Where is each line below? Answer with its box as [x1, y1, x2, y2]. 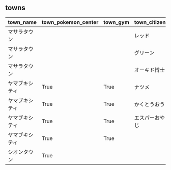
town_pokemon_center [41, 18, 99, 25]
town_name [8, 18, 37, 25]
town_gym [103, 18, 130, 25]
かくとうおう [134, 101, 165, 108]
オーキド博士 [134, 66, 165, 73]
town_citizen [134, 18, 166, 25]
